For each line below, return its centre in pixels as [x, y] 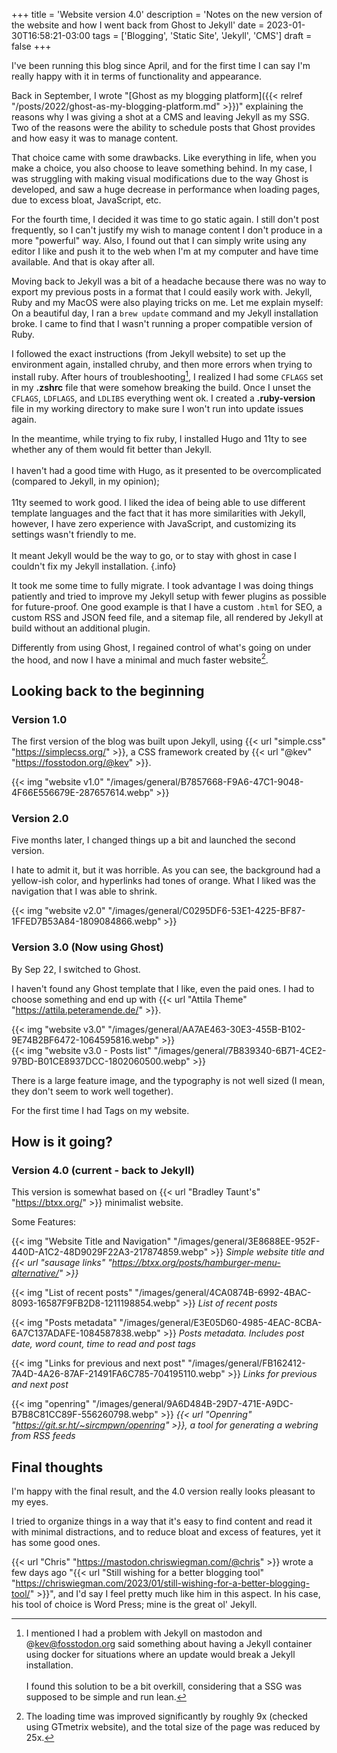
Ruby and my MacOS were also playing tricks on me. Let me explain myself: [167, 302]
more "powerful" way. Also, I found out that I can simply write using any [159, 240]
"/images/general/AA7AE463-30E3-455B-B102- [206, 1029]
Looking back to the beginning [108, 690]
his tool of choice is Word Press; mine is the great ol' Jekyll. [134, 1605]
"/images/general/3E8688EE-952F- [247, 1241]
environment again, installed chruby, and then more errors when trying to [162, 364]
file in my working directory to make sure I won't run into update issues [157, 408]
